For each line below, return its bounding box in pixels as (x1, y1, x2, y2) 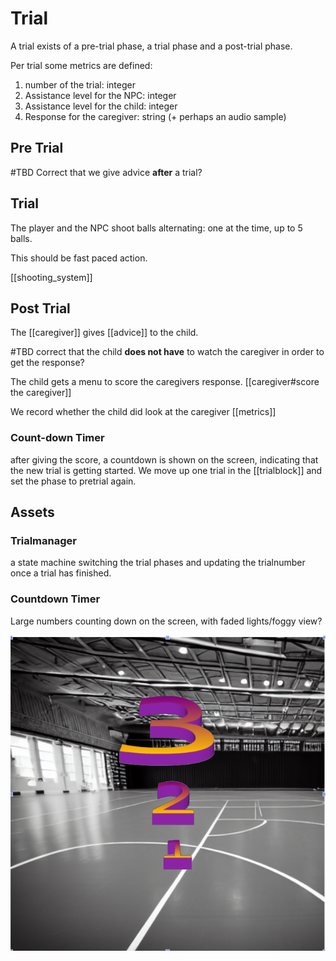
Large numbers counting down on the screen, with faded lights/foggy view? (10, 615, 323, 627)
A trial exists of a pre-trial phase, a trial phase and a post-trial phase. (10, 40, 293, 52)
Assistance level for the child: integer (24, 100, 178, 112)
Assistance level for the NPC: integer (24, 89, 177, 101)
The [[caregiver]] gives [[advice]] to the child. (10, 327, 199, 339)
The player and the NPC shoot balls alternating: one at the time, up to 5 (10, 222, 303, 234)
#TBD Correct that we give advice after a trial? (10, 166, 203, 178)
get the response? (10, 357, 85, 369)
